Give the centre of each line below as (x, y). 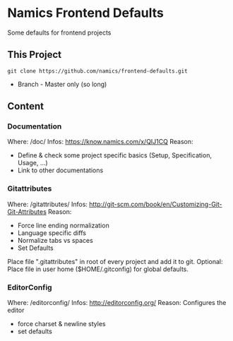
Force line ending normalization (63, 225)
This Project (35, 55)
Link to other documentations (60, 170)
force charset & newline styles (61, 324)
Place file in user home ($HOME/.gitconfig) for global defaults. (98, 269)
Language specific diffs (52, 233)
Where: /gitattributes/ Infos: (48, 204)
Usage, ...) (32, 163)
